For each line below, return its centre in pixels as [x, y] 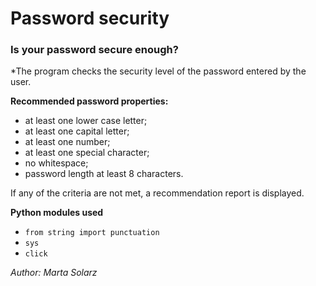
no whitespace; [56, 163]
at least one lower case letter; [86, 121]
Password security [90, 18]
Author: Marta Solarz [54, 273]
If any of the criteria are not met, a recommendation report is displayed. [157, 193]
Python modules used [57, 213]
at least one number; [67, 142]
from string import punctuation [92, 233]
